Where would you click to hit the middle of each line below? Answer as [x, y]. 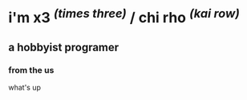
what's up [25, 88]
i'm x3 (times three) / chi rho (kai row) [124, 16]
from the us [31, 70]
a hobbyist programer [64, 47]
